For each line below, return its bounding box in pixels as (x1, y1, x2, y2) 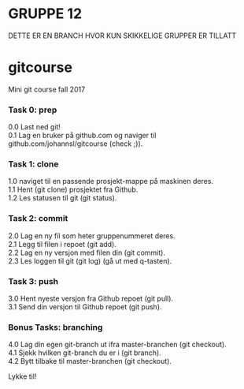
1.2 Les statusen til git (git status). (8, 193, 117, 203)
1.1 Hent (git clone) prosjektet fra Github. (8, 185, 139, 194)
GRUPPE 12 (8, 5, 83, 23)
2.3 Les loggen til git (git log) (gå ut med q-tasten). (8, 256, 172, 265)
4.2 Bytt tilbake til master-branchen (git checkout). (8, 357, 172, 366)
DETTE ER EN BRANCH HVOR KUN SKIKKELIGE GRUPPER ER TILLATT (8, 31, 237, 40)
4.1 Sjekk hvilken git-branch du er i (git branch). (8, 348, 161, 357)
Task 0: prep (8, 104, 57, 115)
